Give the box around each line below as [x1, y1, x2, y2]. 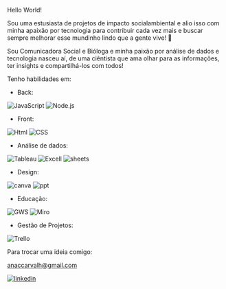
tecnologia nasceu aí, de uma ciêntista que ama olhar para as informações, [7, 54, 220, 62]
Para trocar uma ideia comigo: [7, 248, 93, 256]
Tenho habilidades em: [7, 75, 71, 83]
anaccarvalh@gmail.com [7, 261, 78, 269]
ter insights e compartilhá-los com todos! [7, 62, 124, 69]
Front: [16, 115, 34, 123]
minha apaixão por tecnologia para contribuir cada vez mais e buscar [7, 27, 203, 34]
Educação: [16, 195, 48, 203]
